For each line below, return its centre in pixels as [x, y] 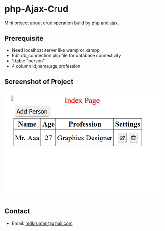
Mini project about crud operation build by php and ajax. [62, 23]
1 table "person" [28, 61]
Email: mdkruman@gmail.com [42, 223]
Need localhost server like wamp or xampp [55, 50]
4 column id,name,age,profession [46, 66]
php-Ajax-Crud [37, 9]
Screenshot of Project [39, 82]
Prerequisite [24, 38]
